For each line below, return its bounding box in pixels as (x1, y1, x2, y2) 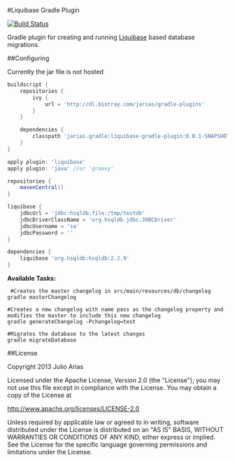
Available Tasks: (7, 274, 56, 282)
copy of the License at (7, 391, 72, 399)
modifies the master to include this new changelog (7, 312, 161, 319)
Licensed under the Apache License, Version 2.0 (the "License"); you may (7, 376, 221, 384)
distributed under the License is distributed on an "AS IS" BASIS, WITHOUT (7, 426, 224, 433)
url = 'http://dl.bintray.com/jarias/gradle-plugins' (44, 101, 205, 108)
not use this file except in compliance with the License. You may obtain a (7, 384, 217, 391)
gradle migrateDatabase (7, 337, 77, 344)
